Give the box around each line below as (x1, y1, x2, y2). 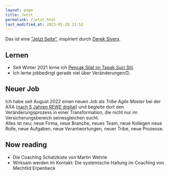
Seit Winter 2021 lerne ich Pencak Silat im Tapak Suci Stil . (12, 65, 135, 71)
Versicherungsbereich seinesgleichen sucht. (5, 114, 99, 121)
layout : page (5, 7, 33, 13)
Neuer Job (5, 85, 40, 93)
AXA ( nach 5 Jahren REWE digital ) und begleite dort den (5, 104, 124, 110)
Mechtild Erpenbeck (12, 165, 56, 171)
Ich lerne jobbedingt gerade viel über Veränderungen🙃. (12, 70, 131, 76)
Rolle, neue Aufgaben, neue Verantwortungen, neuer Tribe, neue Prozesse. (5, 125, 164, 131)
